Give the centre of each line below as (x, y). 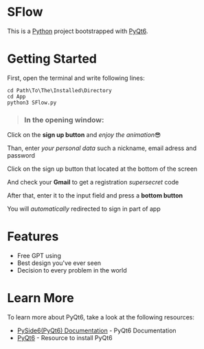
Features (33, 236)
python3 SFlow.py (32, 103)
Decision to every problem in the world (72, 271)
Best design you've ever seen (59, 263)
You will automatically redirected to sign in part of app (84, 209)
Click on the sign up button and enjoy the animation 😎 (84, 135)
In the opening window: (64, 120)
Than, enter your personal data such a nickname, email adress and (102, 148)
